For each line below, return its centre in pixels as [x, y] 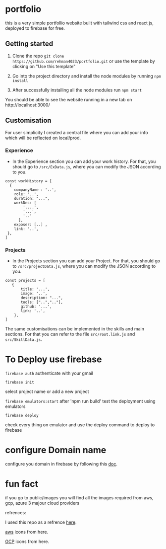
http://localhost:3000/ [28, 105]
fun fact [22, 484]
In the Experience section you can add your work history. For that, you [84, 161]
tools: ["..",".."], [42, 302]
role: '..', [26, 194]
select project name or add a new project [47, 392]
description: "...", [42, 298]
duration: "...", [32, 198]
